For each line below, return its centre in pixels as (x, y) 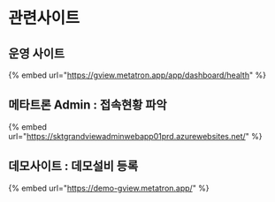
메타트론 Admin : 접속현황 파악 (88, 105)
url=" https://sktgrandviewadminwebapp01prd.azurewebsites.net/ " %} (135, 136)
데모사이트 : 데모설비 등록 (73, 166)
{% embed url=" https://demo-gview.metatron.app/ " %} (109, 188)
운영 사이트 (37, 53)
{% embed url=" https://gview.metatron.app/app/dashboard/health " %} (137, 75)
